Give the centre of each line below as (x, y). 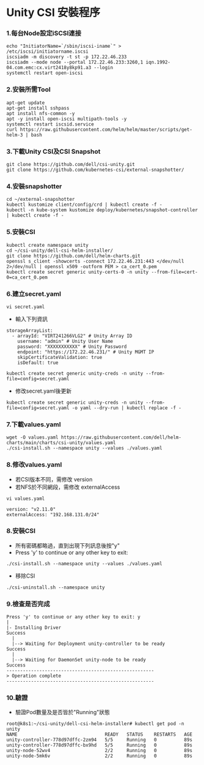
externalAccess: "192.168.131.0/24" (53, 514)
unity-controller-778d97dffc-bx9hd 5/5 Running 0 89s (99, 745)
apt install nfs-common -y (41, 113)
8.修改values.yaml (34, 465)
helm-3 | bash (24, 135)
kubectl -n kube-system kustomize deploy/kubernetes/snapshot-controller (102, 210)
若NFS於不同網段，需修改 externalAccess (67, 487)
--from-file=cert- (175, 272)
